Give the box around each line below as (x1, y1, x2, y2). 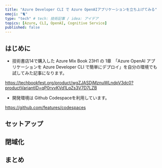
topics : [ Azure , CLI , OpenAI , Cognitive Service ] (5, 20, 107, 26)
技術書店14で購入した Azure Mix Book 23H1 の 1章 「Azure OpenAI (12, 58, 146, 63)
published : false (5, 25, 40, 30)
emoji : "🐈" (5, 12, 28, 16)
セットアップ (5, 120, 44, 128)
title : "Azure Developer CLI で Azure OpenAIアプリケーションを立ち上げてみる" (5, 7, 157, 12)
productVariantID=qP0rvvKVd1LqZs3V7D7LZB (5, 85, 97, 91)
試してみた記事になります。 (12, 70, 67, 76)
